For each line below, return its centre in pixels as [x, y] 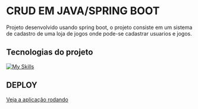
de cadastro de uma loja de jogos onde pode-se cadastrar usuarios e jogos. [99, 33]
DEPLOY [22, 85]
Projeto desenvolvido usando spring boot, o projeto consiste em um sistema [99, 27]
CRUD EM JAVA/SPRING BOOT [83, 11]
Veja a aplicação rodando [37, 100]
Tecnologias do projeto [50, 52]
